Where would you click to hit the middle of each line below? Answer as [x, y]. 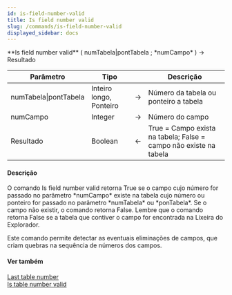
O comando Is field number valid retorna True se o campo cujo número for [113, 188]
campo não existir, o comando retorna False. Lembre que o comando [105, 210]
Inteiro [101, 88]
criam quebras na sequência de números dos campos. [85, 245]
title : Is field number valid [51, 20]
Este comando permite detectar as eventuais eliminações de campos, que [112, 238]
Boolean [105, 141]
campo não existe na [182, 146]
